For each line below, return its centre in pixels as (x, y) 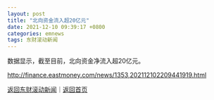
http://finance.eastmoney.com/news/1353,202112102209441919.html (107, 75)
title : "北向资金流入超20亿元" (48, 20)
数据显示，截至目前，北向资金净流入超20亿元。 (76, 61)
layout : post (26, 14)
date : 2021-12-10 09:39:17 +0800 (56, 27)
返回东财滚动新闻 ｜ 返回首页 (48, 89)
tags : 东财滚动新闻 (33, 40)
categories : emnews (36, 33)
